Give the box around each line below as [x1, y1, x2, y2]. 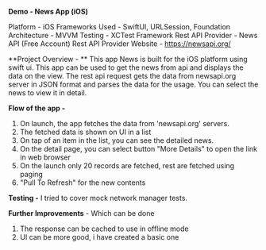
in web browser [19, 152, 71, 162]
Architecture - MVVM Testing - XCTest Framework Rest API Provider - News [8, 31, 258, 40]
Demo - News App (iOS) [8, 7, 89, 16]
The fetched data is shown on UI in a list [19, 127, 152, 137]
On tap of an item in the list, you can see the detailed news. [19, 136, 214, 145]
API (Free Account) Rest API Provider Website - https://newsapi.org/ [8, 39, 232, 48]
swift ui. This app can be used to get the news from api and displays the [8, 63, 244, 72]
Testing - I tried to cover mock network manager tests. [8, 194, 188, 202]
